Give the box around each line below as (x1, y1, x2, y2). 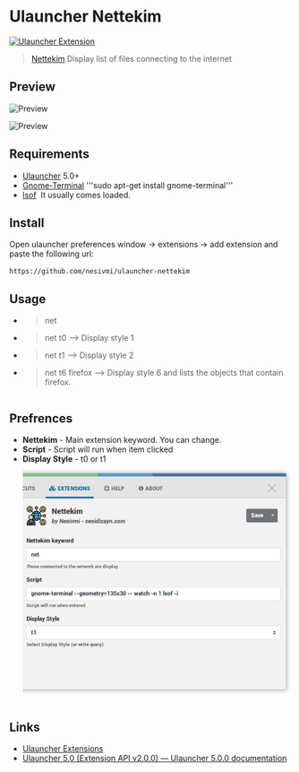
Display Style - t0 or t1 (21, 454, 107, 464)
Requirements (9, 146, 90, 162)
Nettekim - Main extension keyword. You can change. (21, 435, 222, 445)
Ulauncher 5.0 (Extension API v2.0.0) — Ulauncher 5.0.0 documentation (21, 753, 287, 764)
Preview (9, 79, 56, 95)
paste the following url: (9, 248, 94, 259)
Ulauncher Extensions (21, 743, 104, 754)
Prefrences (9, 411, 73, 426)
